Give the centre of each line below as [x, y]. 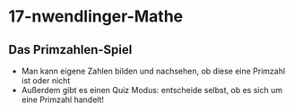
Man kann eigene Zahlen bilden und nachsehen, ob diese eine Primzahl [153, 71]
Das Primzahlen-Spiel [70, 50]
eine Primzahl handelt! [63, 99]
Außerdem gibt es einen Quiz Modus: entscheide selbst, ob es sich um [152, 90]
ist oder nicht [46, 81]
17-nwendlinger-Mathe [96, 17]
